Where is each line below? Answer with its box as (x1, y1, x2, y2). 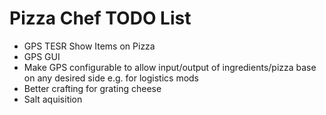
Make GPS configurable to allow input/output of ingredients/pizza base (23, 61, 317, 73)
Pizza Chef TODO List (9, 7, 192, 30)
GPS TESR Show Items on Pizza (23, 40, 156, 52)
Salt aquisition (23, 93, 83, 105)
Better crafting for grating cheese (23, 82, 162, 94)
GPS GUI (23, 50, 61, 62)
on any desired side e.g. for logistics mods (23, 72, 200, 84)
